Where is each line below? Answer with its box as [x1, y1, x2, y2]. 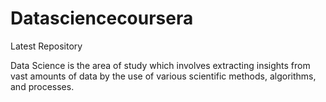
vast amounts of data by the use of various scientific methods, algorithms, [10, 70, 317, 82]
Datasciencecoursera [10, 7, 194, 30]
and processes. [10, 80, 75, 92]
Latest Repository [10, 40, 83, 52]
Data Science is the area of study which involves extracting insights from [10, 59, 311, 71]
